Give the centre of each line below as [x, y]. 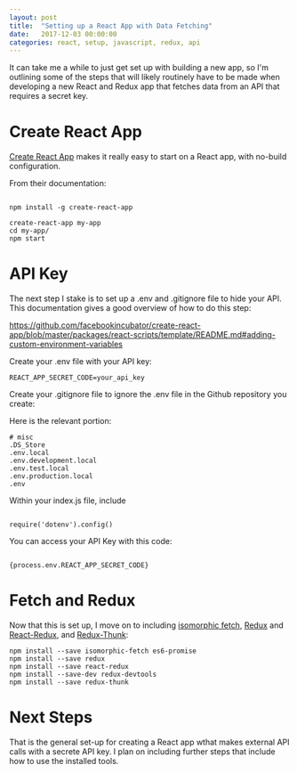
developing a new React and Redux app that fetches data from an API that [144, 86]
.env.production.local [51, 476]
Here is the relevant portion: [60, 421]
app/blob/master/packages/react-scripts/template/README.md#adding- [142, 335]
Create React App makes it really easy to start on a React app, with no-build [148, 157]
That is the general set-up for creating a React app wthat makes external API [150, 742]
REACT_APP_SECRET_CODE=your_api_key [77, 378]
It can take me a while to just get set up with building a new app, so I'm [139, 68]
